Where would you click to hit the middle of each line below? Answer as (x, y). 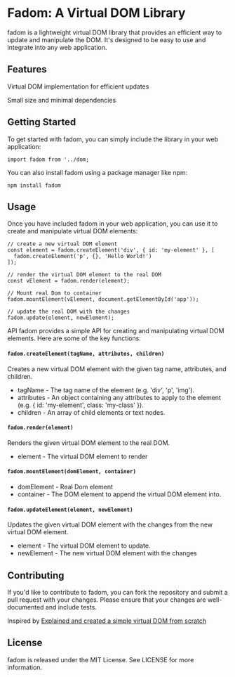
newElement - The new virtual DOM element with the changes (107, 553)
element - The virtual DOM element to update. (84, 546)
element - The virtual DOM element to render (82, 456)
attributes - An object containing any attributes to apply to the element (119, 397)
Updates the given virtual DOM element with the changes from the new (110, 524)
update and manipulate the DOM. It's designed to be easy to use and (107, 39)
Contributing (36, 575)
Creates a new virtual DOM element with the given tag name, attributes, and (117, 369)
